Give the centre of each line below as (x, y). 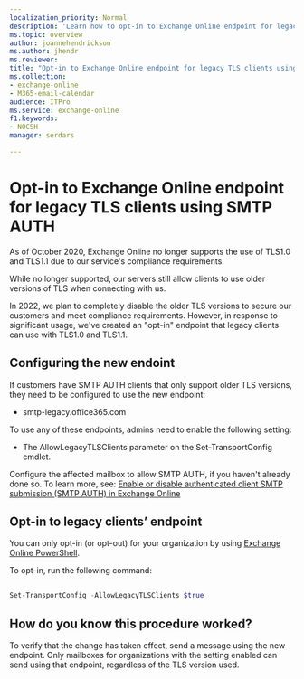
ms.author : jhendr (44, 52)
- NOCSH (24, 127)
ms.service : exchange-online (64, 110)
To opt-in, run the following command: (81, 571)
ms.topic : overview (46, 34)
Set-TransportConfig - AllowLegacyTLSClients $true (107, 596)
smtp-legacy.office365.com (74, 411)
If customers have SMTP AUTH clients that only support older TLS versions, (151, 384)
